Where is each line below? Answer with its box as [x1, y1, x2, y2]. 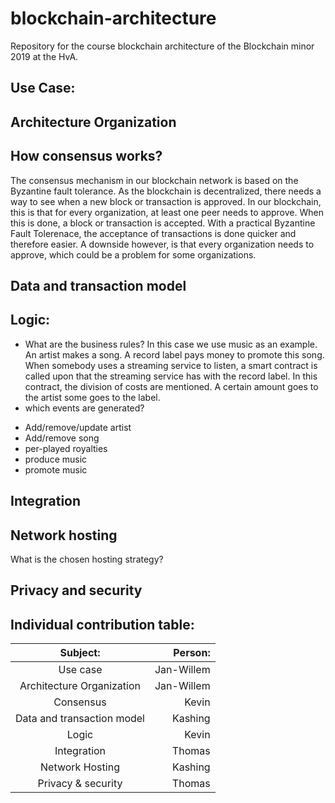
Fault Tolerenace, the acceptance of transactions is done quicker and [10, 227, 297, 239]
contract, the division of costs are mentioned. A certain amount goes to [24, 380, 319, 392]
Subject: [59, 646, 101, 660]
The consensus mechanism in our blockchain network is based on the [10, 174, 299, 186]
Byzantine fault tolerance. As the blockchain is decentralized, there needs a [10, 185, 322, 197]
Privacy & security [37, 777, 123, 791]
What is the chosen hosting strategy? [10, 553, 164, 565]
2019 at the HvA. [10, 50, 79, 62]
